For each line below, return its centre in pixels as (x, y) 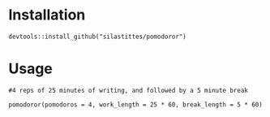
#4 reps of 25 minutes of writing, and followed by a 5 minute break (129, 90)
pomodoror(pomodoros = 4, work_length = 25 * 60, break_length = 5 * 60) (136, 104)
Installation (47, 15)
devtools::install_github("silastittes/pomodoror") (97, 37)
